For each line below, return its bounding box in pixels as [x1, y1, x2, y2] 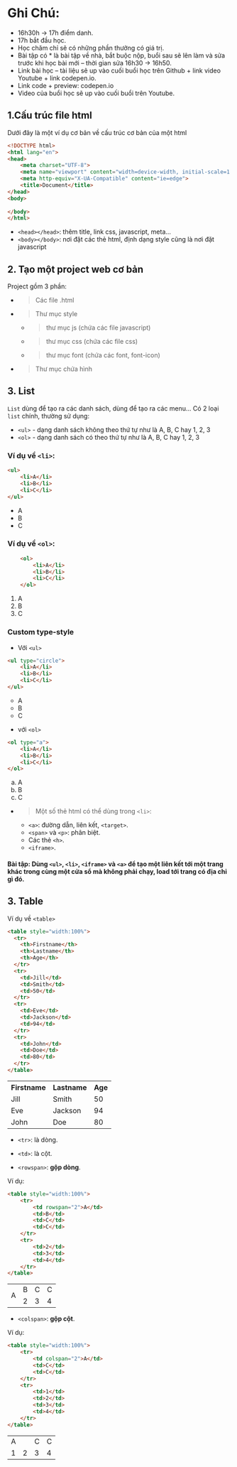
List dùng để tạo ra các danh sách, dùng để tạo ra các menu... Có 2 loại [7, 404, 219, 413]
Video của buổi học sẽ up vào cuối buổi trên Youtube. [17, 89, 175, 97]
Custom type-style [7, 627, 75, 637]
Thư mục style [35, 310, 78, 318]
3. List [7, 385, 35, 397]
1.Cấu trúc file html [7, 109, 92, 121]
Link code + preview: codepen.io [17, 81, 114, 90]
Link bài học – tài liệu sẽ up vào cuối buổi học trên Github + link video [17, 66, 221, 75]
